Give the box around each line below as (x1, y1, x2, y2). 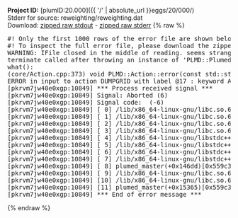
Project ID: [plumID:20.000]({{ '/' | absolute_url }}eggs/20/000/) (7, 6, 195, 14)
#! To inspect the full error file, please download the (7, 42, 210, 50)
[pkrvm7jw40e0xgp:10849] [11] (7, 183, 113, 191)
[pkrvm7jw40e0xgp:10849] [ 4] (7, 134, 113, 142)
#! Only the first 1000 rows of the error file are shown (7, 35, 213, 42)
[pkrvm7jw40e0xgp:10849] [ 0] (7, 105, 113, 113)
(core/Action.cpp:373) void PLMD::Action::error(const (7, 70, 202, 78)
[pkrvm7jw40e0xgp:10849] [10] (7, 176, 113, 184)
